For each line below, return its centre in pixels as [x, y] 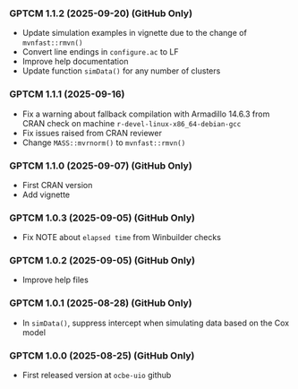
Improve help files [55, 280]
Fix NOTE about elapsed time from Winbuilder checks [122, 238]
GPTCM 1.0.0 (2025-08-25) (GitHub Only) [102, 355]
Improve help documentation [75, 62]
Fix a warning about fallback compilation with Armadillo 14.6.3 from [146, 114]
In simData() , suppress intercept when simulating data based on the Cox [155, 323]
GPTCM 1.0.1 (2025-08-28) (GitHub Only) [101, 303]
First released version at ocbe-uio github [97, 376]
